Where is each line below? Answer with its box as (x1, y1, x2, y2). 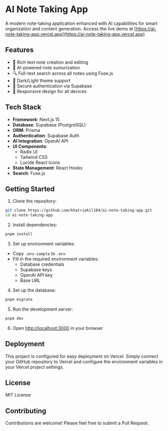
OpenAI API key (20, 272, 53, 278)
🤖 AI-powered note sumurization (12, 64, 81, 70)
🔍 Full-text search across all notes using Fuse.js (12, 70, 114, 76)
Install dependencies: (12, 222, 58, 228)
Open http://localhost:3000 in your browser (12, 325, 103, 331)
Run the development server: (12, 306, 73, 312)
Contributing (5, 406, 46, 415)
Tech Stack (5, 103, 41, 112)
